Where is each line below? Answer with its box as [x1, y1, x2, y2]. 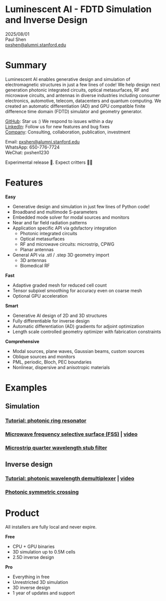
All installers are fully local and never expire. [5, 524, 97, 530]
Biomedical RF [20, 262, 50, 268]
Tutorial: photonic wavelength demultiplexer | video [5, 475, 135, 482]
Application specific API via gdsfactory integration [12, 225, 117, 231]
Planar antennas [20, 246, 54, 252]
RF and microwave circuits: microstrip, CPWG [20, 241, 115, 247]
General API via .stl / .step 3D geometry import [12, 252, 110, 258]
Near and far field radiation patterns [12, 219, 87, 225]
